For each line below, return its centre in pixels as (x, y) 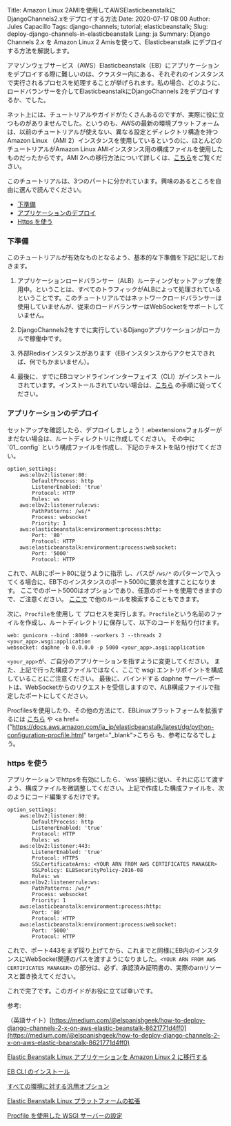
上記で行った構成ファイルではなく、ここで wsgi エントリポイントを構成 (121, 670)
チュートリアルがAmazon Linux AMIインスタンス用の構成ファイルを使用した (115, 149)
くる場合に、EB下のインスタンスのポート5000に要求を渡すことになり (111, 581)
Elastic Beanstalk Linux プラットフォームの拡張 (74, 1100)
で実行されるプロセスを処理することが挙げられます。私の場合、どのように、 (115, 82)
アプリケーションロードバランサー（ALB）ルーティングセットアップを (116, 281)
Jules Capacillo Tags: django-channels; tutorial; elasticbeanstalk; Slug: (108, 27)
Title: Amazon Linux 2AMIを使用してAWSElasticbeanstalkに (91, 10)
